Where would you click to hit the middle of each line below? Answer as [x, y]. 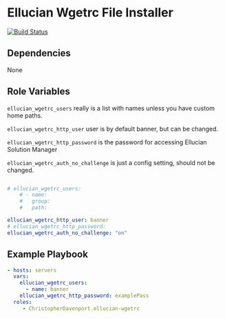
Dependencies [39, 53]
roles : [23, 302]
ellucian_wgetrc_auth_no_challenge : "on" [67, 233]
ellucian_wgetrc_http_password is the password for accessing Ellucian [107, 142]
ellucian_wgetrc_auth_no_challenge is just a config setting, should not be [111, 162]
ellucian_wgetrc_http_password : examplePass [84, 296]
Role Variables [39, 92]
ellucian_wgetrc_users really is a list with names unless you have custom [111, 108]
